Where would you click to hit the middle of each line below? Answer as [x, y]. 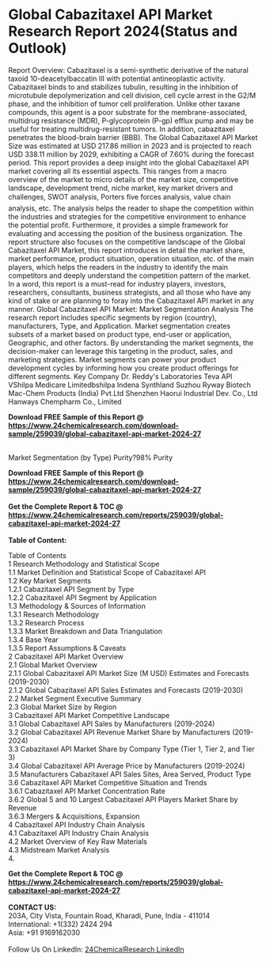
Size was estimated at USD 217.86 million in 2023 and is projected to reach [130, 146]
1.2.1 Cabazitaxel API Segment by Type [71, 589]
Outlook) [38, 48]
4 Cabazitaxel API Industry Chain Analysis [76, 824]
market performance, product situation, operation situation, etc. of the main [131, 258]
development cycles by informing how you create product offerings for [123, 368]
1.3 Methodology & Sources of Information [77, 606]
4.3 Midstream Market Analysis [59, 849]
